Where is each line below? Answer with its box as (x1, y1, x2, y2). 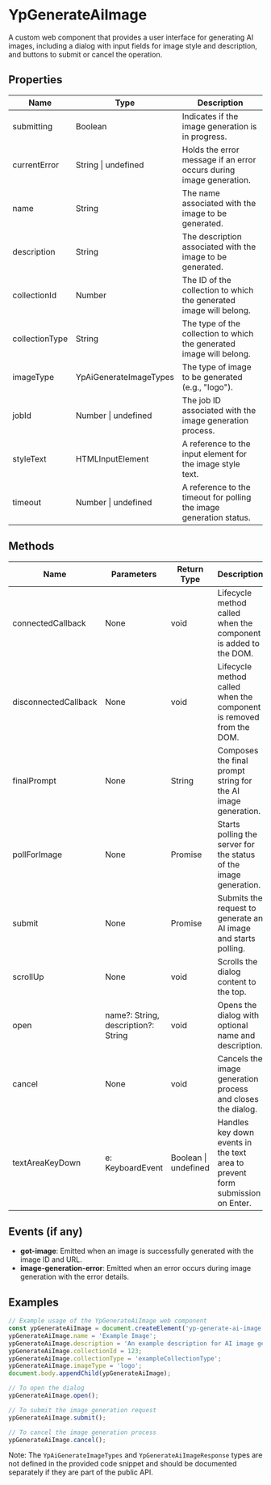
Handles (217, 1116, 249, 1128)
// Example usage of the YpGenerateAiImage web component (8, 1317, 207, 1325)
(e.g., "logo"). (181, 382, 234, 393)
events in (217, 1137, 252, 1148)
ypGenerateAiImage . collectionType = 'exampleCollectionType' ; (8, 1354, 222, 1363)
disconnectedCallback (12, 696, 98, 707)
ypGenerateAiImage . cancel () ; (8, 1436, 106, 1444)
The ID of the (181, 274, 231, 285)
